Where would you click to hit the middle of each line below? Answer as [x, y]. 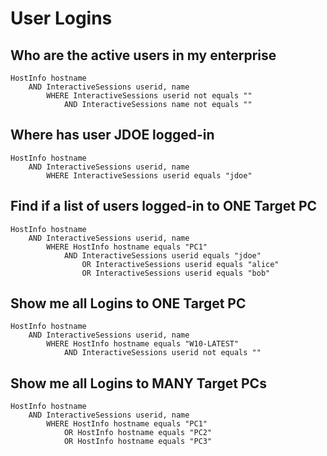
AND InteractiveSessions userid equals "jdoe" [162, 255]
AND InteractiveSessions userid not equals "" [162, 353]
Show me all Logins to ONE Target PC [128, 303]
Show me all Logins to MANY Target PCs [138, 383]
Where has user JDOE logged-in [112, 135]
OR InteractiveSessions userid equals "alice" [180, 264]
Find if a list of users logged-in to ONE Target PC [164, 206]
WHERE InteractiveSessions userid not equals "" [149, 96]
